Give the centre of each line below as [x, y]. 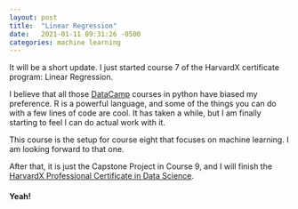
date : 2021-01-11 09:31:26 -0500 [75, 34]
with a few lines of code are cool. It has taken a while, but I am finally [135, 113]
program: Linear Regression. [61, 77]
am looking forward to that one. [67, 149]
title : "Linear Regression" [63, 26]
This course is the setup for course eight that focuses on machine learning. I [149, 140]
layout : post [33, 17]
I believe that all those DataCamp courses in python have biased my [133, 94]
